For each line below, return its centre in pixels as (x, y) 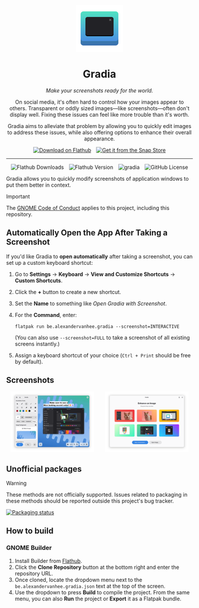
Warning (16, 483)
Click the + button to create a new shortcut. (68, 292)
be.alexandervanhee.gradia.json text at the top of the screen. (90, 586)
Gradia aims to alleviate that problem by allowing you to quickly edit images (99, 126)
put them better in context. (38, 185)
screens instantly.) (37, 344)
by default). (29, 361)
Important (18, 196)
